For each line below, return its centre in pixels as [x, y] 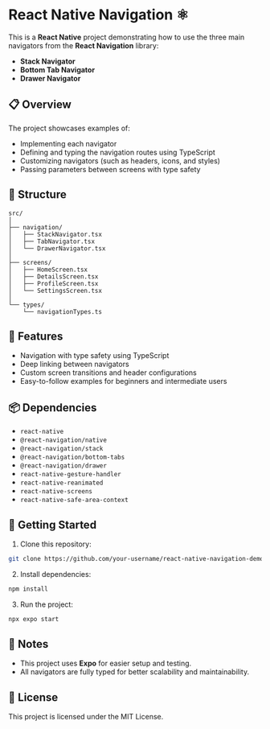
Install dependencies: [55, 574]
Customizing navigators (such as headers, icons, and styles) [120, 161]
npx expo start [34, 619]
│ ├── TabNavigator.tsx [51, 241]
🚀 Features [36, 336]
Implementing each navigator [68, 143]
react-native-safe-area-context [74, 500]
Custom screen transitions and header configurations [108, 373]
